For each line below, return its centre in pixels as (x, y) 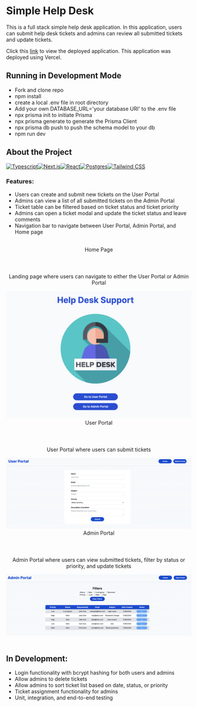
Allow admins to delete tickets (51, 679)
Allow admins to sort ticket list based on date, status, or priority (91, 685)
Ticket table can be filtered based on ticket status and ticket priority (97, 206)
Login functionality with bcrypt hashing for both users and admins (94, 672)
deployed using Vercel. (34, 57)
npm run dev (30, 134)
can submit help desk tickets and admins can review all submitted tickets (94, 33)
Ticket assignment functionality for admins (66, 691)
